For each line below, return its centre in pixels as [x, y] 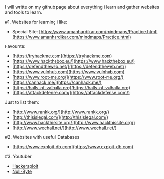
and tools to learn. [24, 12]
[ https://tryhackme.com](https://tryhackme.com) [62, 56]
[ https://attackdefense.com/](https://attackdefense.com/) [71, 93]
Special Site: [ [27, 31]
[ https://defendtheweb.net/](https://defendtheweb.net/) [69, 67]
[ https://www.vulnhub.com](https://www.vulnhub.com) [68, 72]
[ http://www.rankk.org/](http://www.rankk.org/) [60, 112]
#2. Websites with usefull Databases [42, 137]
